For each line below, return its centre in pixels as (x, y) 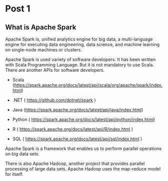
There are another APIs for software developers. (55, 70)
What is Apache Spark (41, 27)
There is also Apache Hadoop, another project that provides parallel (75, 163)
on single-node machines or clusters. (44, 50)
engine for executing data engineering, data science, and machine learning (82, 44)
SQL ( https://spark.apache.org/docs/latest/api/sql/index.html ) (77, 139)
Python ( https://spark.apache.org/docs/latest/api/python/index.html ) (84, 119)
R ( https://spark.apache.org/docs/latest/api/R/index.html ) (73, 129)
